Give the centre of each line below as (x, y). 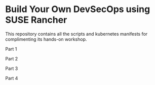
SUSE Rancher (36, 20)
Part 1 (11, 49)
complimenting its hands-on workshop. (46, 39)
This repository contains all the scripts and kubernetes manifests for (76, 34)
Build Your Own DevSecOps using (78, 9)
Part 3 (12, 68)
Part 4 (12, 78)
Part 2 (12, 58)
